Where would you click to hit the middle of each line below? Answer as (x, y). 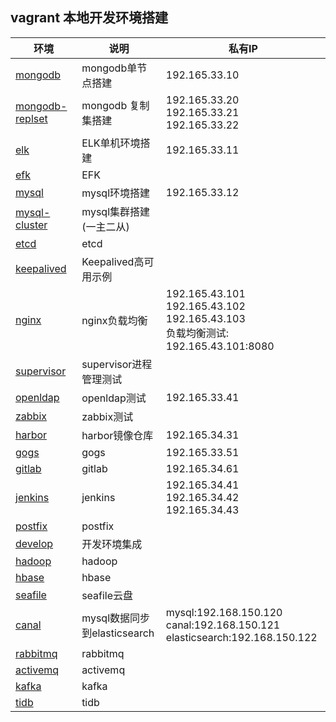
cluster (31, 225)
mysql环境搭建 (116, 193)
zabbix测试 (107, 416)
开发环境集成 (112, 544)
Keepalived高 (113, 261)
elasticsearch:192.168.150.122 (241, 637)
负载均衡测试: (197, 333)
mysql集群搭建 (116, 211)
